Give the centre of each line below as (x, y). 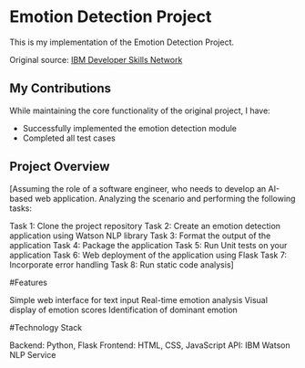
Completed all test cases (69, 138)
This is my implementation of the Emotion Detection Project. (122, 42)
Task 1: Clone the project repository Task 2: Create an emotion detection (145, 226)
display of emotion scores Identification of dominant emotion (124, 310)
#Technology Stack (46, 327)
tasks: (21, 208)
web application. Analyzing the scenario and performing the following (165, 198)
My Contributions (61, 89)
